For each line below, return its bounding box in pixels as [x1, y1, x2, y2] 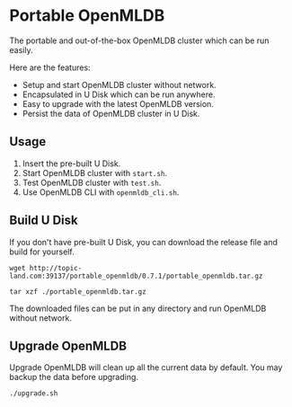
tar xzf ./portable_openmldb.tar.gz [9, 287, 146, 296]
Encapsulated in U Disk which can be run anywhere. [22, 89, 216, 100]
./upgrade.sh [9, 389, 58, 398]
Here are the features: [9, 62, 92, 73]
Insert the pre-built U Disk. [22, 158, 121, 169]
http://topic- [29, 263, 83, 272]
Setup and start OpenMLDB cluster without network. [22, 79, 217, 90]
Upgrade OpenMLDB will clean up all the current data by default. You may [9, 362, 283, 373]
